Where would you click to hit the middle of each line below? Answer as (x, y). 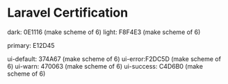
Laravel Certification (68, 13)
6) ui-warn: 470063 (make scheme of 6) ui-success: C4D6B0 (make (105, 66)
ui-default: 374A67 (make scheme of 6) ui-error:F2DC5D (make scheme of (114, 59)
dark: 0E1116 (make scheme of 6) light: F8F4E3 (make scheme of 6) (104, 32)
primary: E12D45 (31, 45)
